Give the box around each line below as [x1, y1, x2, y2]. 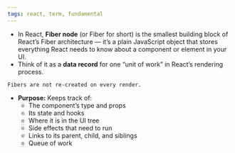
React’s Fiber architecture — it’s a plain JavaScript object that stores [17, 37, 219, 46]
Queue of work [28, 139, 73, 147]
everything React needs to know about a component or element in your [17, 45, 227, 53]
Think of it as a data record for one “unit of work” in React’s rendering [17, 59, 224, 68]
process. [17, 67, 44, 76]
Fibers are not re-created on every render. [7, 81, 142, 89]
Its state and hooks [28, 108, 85, 117]
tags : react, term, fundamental [7, 10, 103, 18]
